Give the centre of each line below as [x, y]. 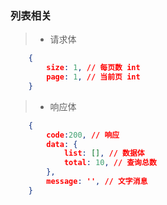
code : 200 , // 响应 [83, 135]
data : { [62, 144]
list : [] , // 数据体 [104, 153]
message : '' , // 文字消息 [97, 182]
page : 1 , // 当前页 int [93, 77]
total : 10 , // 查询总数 [110, 163]
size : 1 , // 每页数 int [93, 68]
